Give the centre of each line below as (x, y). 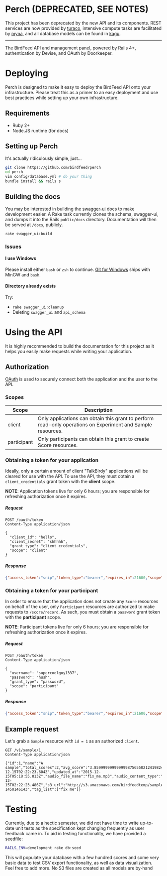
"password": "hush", (31, 678)
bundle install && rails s (33, 181)
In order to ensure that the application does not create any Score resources (82, 602)
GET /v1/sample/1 (23, 751)
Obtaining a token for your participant (52, 591)
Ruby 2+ (21, 125)
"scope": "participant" (34, 686)
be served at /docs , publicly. (34, 225)
